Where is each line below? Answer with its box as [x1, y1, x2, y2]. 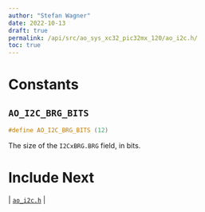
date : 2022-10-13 [8, 19, 66, 27]
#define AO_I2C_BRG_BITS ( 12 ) [8, 127, 109, 135]
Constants [8, 76, 79, 94]
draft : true [8, 26, 48, 34]
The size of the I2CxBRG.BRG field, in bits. [8, 141, 141, 150]
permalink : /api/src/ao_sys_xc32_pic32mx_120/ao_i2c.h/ [8, 33, 198, 42]
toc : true [8, 41, 41, 49]
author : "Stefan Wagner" [8, 11, 91, 20]
